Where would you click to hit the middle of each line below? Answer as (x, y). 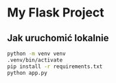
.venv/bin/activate (35, 60)
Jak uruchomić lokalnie (58, 38)
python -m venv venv (37, 54)
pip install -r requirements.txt (55, 67)
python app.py (27, 73)
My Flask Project (56, 13)
